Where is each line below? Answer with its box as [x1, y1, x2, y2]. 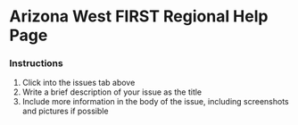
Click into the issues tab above [21, 78, 136, 88]
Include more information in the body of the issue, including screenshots [21, 96, 290, 107]
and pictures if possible [21, 105, 109, 117]
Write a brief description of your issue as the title [21, 87, 203, 97]
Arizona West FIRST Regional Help [9, 6, 269, 27]
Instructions [9, 57, 64, 70]
